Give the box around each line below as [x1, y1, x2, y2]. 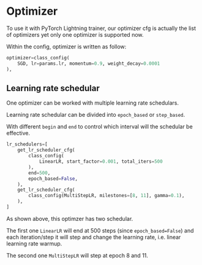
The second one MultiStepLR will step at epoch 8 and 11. [6, 252, 149, 259]
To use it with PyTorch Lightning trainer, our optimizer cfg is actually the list [6, 24, 196, 32]
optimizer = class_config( [6, 54, 70, 61]
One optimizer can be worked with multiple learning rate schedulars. [6, 99, 179, 106]
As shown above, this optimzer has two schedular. [6, 215, 133, 222]
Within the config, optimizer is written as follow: [6, 43, 127, 50]
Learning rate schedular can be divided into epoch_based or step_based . [6, 111, 185, 119]
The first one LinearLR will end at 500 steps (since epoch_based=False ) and [6, 226, 194, 234]
